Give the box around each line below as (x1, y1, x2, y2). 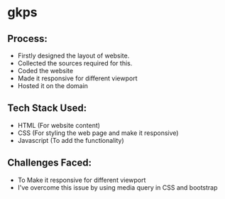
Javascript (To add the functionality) (17, 136, 124, 144)
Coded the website (17, 67, 73, 75)
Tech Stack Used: (7, 102, 87, 114)
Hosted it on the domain (17, 82, 89, 90)
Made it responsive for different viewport (17, 74, 138, 82)
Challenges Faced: (7, 157, 92, 169)
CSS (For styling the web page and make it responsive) (17, 129, 179, 137)
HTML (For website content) (17, 121, 101, 129)
